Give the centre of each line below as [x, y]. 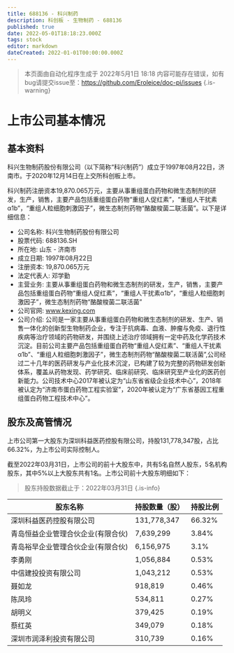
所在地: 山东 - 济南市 [47, 249]
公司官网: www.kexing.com [56, 310]
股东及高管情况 [39, 422]
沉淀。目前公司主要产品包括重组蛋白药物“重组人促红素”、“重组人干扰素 [119, 345]
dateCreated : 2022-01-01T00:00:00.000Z [65, 53]
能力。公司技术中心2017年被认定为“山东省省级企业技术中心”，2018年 [123, 380]
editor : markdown [32, 46]
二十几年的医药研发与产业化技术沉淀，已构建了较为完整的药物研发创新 [124, 363]
